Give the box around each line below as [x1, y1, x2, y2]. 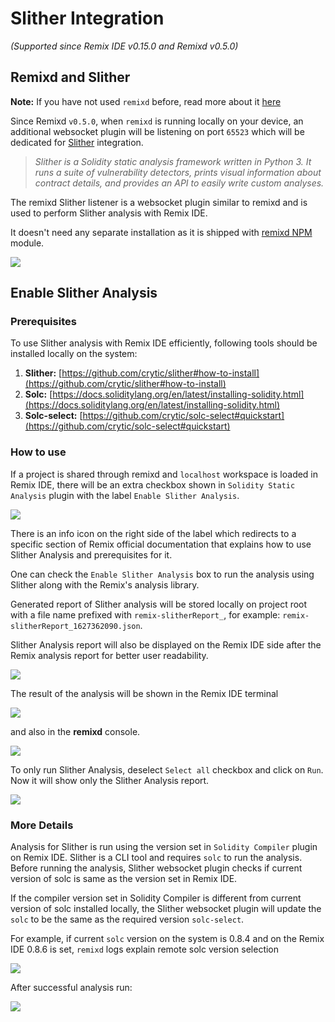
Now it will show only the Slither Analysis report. [10, 774, 210, 786]
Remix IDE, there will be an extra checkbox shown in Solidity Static [10, 478, 296, 491]
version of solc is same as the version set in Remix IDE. [10, 873, 238, 885]
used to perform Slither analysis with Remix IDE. [10, 207, 208, 219]
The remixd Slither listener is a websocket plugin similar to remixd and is [10, 196, 308, 208]
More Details [10, 818, 74, 832]
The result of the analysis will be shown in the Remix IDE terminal [10, 687, 279, 699]
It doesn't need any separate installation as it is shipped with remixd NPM [10, 226, 313, 238]
